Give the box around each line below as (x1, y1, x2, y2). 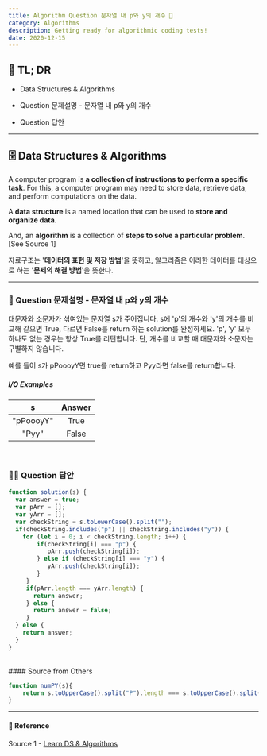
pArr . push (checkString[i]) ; (47, 547, 141, 556)
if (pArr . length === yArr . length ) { (25, 584, 145, 592)
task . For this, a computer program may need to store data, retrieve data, (8, 183, 248, 192)
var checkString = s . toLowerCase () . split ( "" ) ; (15, 518, 172, 526)
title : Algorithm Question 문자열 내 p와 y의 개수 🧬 (8, 11, 173, 20)
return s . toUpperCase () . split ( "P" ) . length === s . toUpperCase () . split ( (22, 688, 261, 697)
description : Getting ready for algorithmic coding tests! (8, 26, 208, 34)
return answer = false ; (33, 607, 112, 615)
